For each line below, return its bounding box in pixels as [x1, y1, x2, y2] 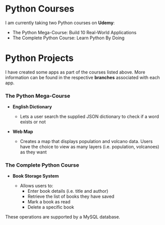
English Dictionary [12, 104, 52, 110]
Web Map [12, 129, 34, 135]
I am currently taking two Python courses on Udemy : [5, 20, 115, 26]
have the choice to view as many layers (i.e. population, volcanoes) [20, 144, 159, 150]
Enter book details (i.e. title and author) [27, 188, 109, 194]
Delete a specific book [27, 204, 74, 210]
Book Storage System [12, 173, 59, 179]
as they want [20, 149, 47, 155]
